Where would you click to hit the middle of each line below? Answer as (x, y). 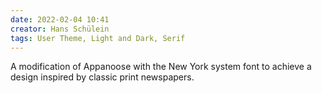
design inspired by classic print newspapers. (102, 77)
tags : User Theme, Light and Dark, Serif (98, 38)
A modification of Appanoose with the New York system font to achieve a (161, 67)
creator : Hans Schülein (60, 29)
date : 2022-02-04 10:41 (60, 19)
